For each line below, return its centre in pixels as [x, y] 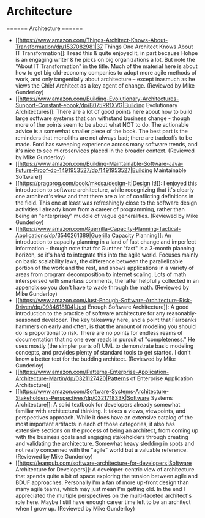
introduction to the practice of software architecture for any [90, 313]
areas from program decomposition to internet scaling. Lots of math [101, 274]
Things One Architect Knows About [149, 47]
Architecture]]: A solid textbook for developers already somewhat [98, 404]
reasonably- [181, 313]
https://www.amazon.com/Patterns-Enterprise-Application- [94, 372]
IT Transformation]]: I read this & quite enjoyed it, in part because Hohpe [106, 53]
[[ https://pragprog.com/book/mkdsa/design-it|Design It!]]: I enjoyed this [106, 183]
